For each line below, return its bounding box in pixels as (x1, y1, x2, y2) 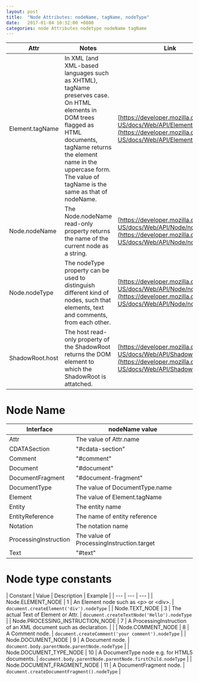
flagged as (64, 121, 94, 129)
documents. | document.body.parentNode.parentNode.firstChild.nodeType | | (6, 655, 192, 663)
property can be (64, 267, 110, 275)
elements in (64, 106, 97, 115)
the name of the (64, 235, 108, 243)
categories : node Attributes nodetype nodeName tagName (6, 25, 147, 31)
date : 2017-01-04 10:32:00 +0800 (6, 20, 94, 26)
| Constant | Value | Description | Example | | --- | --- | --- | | (6, 592, 153, 600)
